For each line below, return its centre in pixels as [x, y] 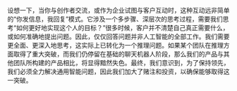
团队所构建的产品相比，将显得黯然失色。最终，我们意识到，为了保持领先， [121, 63]
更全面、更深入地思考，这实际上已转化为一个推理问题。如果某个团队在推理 [115, 45]
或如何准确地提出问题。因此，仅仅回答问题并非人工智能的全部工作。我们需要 [119, 36]
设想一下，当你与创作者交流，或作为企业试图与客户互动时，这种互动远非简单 [119, 10]
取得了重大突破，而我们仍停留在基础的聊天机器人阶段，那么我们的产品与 [118, 54]
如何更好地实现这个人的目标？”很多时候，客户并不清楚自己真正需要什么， [123, 28]
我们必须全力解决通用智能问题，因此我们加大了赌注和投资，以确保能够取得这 [119, 71]
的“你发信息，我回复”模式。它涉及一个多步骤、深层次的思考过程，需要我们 [115, 19]
